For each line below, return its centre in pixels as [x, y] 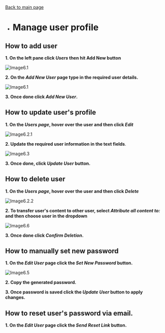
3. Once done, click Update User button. [48, 163]
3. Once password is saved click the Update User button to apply [74, 292]
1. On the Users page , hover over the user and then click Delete [72, 191]
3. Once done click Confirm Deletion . [44, 235]
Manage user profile [55, 28]
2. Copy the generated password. [41, 282]
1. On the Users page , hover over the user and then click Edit [69, 124]
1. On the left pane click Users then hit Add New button [63, 58]
